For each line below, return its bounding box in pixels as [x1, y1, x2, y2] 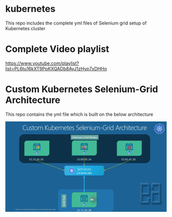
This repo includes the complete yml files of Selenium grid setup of [5, 20, 147, 26]
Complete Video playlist [5, 43, 110, 55]
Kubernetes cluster [5, 25, 46, 31]
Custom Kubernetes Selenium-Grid [5, 84, 158, 95]
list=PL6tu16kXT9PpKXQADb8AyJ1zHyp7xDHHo [5, 65, 107, 71]
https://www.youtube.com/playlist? [5, 60, 79, 66]
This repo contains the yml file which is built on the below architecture [5, 111, 154, 117]
